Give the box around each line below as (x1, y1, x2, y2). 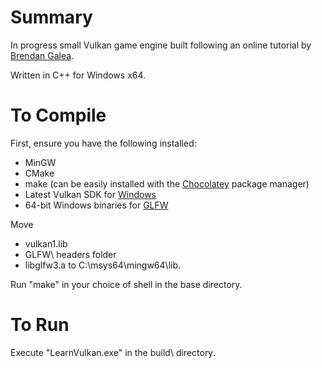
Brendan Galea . (10, 49, 75, 61)
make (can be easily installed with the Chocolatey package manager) (24, 177, 310, 190)
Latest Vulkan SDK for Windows (24, 188, 157, 200)
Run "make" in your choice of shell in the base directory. (10, 278, 243, 290)
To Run (10, 314, 70, 336)
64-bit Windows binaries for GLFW (24, 199, 169, 211)
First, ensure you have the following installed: (10, 137, 197, 149)
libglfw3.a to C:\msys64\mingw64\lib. (24, 259, 182, 271)
